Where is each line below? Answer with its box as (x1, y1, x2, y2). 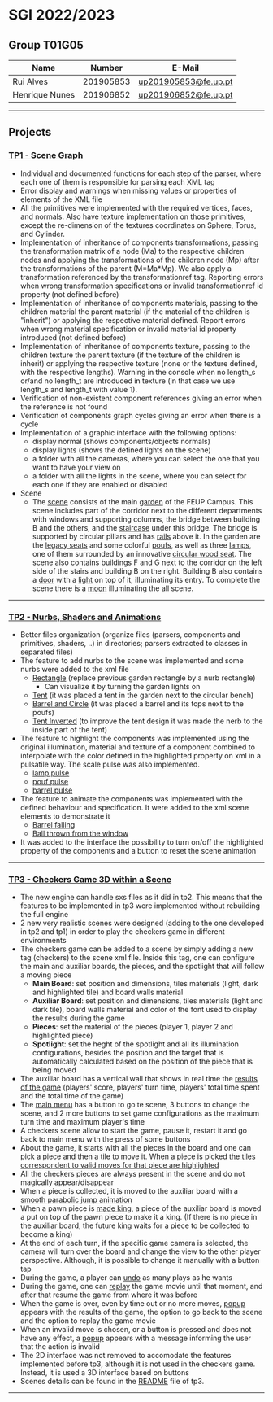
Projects (8, 125, 52, 139)
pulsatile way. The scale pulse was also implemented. (19, 759, 201, 769)
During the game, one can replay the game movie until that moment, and (19, 1282, 263, 1291)
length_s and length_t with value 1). (19, 384, 138, 394)
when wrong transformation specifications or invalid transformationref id (19, 281, 264, 290)
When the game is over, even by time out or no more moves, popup (19, 1299, 246, 1308)
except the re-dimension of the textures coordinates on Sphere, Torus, (19, 220, 257, 229)
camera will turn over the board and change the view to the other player (19, 1247, 262, 1256)
